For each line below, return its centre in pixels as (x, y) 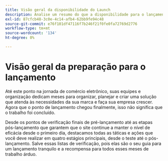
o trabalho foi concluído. (30, 112)
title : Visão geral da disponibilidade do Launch (58, 10)
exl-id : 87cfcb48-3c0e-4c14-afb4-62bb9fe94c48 (54, 19)
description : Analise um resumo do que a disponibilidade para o (74, 14)
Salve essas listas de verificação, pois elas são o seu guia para (96, 143)
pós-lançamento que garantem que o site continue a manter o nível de (78, 127)
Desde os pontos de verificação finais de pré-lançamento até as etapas (79, 122)
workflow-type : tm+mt (28, 28)
